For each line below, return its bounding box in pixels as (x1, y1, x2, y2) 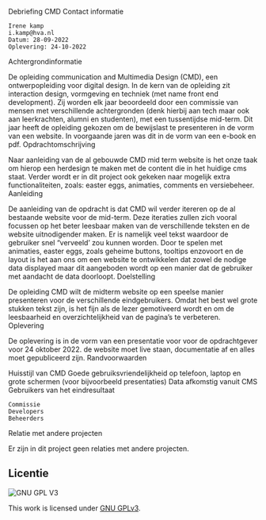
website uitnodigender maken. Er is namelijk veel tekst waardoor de (8, 229, 229, 239)
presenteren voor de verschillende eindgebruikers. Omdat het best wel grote (8, 295, 258, 305)
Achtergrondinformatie (8, 57, 83, 66)
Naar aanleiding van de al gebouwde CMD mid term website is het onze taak (8, 155, 258, 164)
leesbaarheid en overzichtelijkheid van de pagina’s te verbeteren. (8, 313, 221, 322)
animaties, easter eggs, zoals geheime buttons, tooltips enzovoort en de (8, 246, 244, 256)
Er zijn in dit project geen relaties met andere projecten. (8, 444, 189, 453)
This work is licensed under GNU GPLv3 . (8, 503, 141, 513)
